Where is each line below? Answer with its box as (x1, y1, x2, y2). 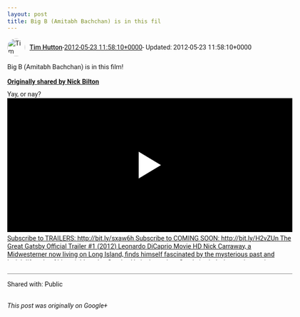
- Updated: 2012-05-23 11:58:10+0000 (142, 43, 252, 51)
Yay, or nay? (7, 89, 41, 99)
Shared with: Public (7, 280, 63, 289)
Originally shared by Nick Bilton (7, 77, 100, 86)
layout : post (7, 11, 48, 18)
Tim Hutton (29, 43, 63, 51)
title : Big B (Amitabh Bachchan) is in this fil (7, 17, 161, 25)
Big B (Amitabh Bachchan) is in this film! (7, 62, 124, 71)
